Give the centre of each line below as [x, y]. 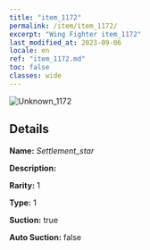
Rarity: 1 [25, 185]
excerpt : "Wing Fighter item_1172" [75, 34]
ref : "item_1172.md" [48, 59]
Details [29, 129]
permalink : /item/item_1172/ [63, 26]
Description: [33, 168]
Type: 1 [23, 203]
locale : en [29, 51]
